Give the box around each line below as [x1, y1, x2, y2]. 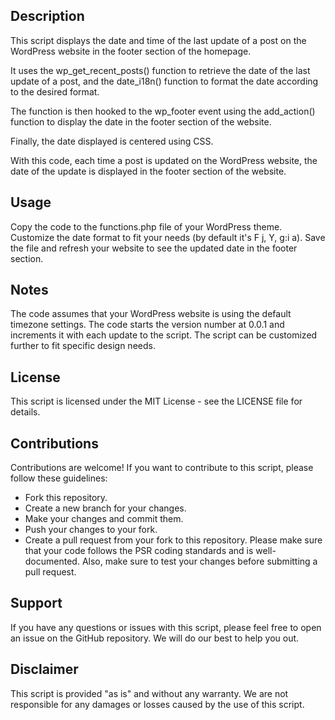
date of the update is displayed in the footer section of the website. [10, 165, 287, 177]
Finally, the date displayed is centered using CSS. [10, 135, 214, 147]
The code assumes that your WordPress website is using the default [10, 308, 292, 320]
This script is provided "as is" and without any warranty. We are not [10, 687, 289, 699]
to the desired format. [10, 85, 100, 98]
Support [10, 595, 63, 612]
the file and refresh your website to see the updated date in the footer [10, 242, 298, 254]
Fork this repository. [24, 492, 108, 504]
